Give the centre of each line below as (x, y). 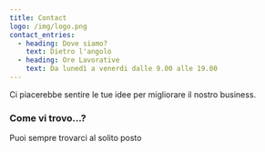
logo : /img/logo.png (49, 26)
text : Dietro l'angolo (69, 52)
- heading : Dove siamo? (62, 43)
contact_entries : (42, 35)
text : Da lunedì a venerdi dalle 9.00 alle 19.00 (122, 69)
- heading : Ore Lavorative (69, 60)
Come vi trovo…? (48, 117)
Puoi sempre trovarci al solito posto (76, 138)
